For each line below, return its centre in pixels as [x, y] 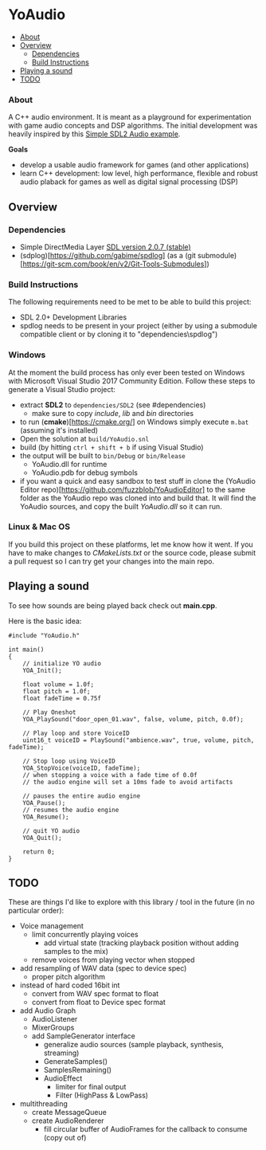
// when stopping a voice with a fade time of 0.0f [110, 775]
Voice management [51, 926]
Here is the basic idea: [45, 621]
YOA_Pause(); [44, 803]
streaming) [61, 1053]
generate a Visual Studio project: [62, 389]
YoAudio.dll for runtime [69, 464]
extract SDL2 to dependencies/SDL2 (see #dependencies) [113, 405]
